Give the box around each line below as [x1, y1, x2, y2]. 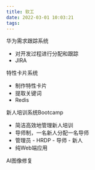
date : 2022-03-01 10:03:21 [6, 14, 74, 20]
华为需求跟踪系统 [6, 37, 49, 45]
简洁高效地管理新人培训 [14, 122, 73, 129]
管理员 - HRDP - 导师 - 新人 [14, 137, 83, 144]
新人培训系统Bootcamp [6, 109, 64, 116]
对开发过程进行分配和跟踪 [14, 50, 79, 57]
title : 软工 [6, 8, 34, 15]
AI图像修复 [6, 157, 33, 165]
